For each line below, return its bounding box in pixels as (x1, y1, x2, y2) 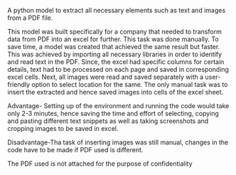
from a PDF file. (7, 14, 53, 22)
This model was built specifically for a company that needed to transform (7, 28, 222, 36)
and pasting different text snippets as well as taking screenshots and (7, 117, 209, 125)
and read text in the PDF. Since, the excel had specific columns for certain (7, 58, 225, 66)
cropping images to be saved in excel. (7, 124, 119, 132)
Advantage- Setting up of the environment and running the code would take (7, 102, 230, 110)
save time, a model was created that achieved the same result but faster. (7, 43, 220, 51)
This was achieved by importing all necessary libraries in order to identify (7, 50, 222, 58)
